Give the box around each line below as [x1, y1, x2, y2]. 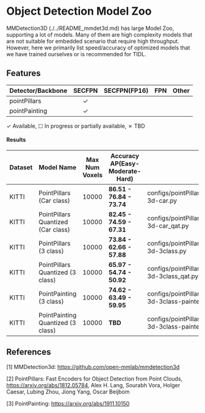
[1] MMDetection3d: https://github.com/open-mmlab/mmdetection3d [6, 363, 180, 370]
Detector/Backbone [9, 86, 68, 95]
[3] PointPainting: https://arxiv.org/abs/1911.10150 [6, 400, 130, 407]
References [6, 347, 51, 357]
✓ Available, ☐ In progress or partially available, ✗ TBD [6, 122, 145, 130]
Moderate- [108, 167, 142, 175]
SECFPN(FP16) [103, 86, 149, 95]
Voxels [82, 170, 103, 179]
